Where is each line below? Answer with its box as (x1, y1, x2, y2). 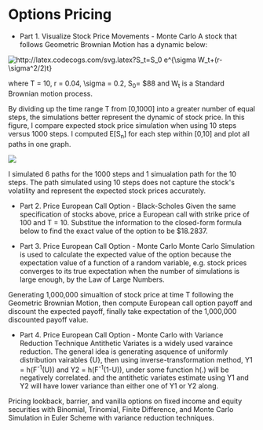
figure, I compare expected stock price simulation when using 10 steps (8, 120, 237, 130)
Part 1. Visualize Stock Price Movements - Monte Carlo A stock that (19, 31, 237, 41)
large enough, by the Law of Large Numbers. (19, 275, 165, 284)
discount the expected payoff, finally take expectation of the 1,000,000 (8, 306, 237, 315)
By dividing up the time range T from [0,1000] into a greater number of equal (8, 104, 255, 113)
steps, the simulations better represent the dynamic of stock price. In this (8, 112, 245, 122)
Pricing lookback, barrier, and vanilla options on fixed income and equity (8, 396, 243, 406)
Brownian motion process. (8, 89, 93, 98)
